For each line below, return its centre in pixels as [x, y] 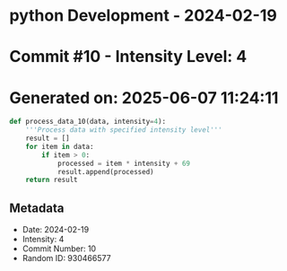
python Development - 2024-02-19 [143, 16]
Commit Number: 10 [59, 249]
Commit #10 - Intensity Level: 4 [128, 57]
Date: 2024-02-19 [56, 230]
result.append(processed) [105, 171]
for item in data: [60, 146]
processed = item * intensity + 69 [124, 163]
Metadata [37, 208]
